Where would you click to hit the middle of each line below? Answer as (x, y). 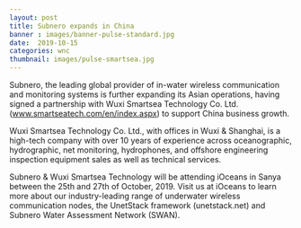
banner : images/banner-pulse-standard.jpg (92, 34)
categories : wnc (40, 51)
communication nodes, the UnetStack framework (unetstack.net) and (137, 206)
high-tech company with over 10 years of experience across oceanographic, (150, 140)
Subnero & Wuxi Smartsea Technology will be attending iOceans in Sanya (145, 177)
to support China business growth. (226, 114)
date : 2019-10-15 (44, 43)
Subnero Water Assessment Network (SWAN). (95, 215)
